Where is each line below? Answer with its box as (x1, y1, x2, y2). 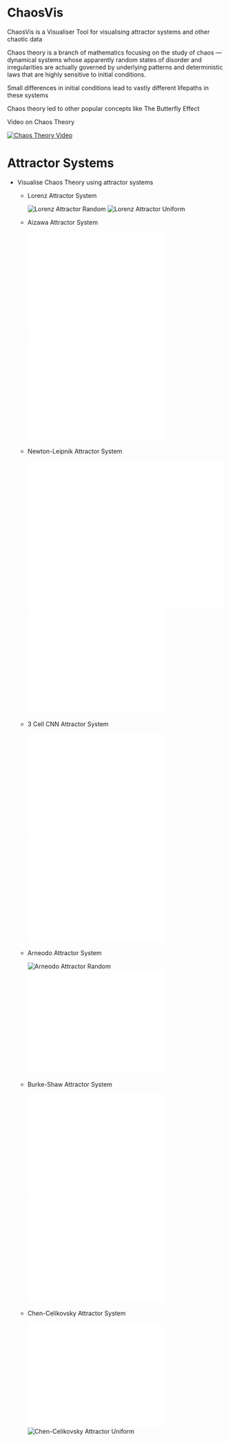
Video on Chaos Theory (7, 117, 75, 126)
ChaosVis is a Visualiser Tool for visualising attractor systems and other (7, 28, 210, 36)
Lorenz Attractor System (27, 191, 97, 199)
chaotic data (7, 34, 43, 43)
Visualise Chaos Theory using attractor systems (17, 178, 154, 186)
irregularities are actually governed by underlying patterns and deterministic (7, 63, 223, 71)
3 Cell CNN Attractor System (27, 720, 109, 728)
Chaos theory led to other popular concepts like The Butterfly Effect (7, 104, 200, 112)
